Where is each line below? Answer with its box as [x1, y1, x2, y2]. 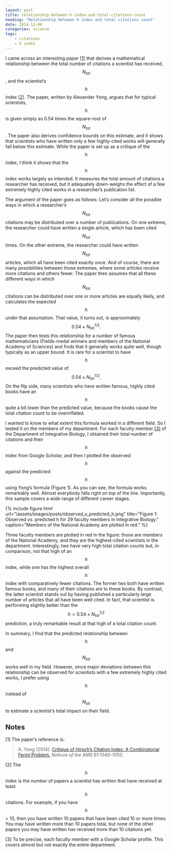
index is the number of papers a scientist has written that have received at [5, 778, 162, 784]
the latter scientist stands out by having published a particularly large [5, 591, 151, 598]
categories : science [5, 27, 50, 32]
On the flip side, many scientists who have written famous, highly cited [5, 383, 155, 390]
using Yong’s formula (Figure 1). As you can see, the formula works [5, 485, 147, 491]
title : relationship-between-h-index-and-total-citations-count [5, 12, 146, 17]
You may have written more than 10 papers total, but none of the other [5, 821, 154, 827]
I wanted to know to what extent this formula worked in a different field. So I [5, 420, 166, 427]
